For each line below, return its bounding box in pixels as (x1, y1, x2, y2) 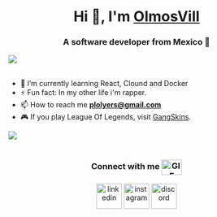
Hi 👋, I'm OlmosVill (72, 7, 201, 26)
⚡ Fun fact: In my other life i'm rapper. (20, 88, 147, 98)
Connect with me (90, 161, 160, 172)
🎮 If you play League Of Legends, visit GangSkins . (20, 112, 191, 122)
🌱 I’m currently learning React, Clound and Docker (20, 79, 189, 89)
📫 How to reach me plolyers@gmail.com (20, 100, 162, 110)
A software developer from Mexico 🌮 (63, 37, 210, 48)
